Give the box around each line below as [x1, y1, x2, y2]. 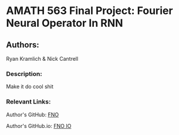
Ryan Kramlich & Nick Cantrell [6, 56, 79, 62]
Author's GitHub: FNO [6, 111, 59, 118]
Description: [6, 70, 42, 78]
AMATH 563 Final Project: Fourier [6, 4, 173, 18]
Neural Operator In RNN [6, 16, 123, 30]
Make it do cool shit [6, 83, 54, 90]
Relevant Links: [6, 98, 51, 106]
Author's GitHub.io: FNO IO [6, 122, 72, 129]
